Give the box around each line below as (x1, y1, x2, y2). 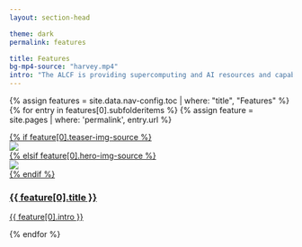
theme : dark (9, 29, 54, 39)
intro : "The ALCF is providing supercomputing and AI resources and (9, 71, 271, 80)
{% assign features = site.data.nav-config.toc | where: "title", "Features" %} (9, 95, 290, 106)
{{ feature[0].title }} (9, 190, 97, 203)
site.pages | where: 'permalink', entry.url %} (9, 114, 173, 125)
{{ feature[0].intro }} (9, 212, 84, 223)
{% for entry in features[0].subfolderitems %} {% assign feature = (9, 105, 254, 115)
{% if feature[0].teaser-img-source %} (9, 132, 153, 142)
